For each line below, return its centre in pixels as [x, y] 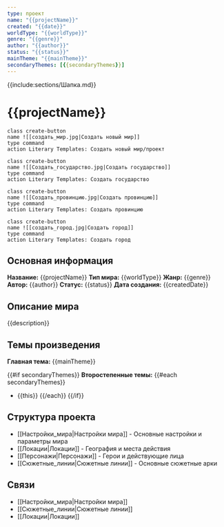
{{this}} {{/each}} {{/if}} [51, 395]
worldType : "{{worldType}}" [48, 33]
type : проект [26, 13]
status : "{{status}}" [38, 52]
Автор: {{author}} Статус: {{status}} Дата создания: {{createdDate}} [108, 285]
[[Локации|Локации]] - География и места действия [94, 448]
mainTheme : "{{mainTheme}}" [48, 59]
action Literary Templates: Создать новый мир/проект [86, 149]
